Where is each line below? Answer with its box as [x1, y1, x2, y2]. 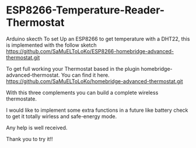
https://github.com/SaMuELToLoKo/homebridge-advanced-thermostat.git [6, 77, 183, 85]
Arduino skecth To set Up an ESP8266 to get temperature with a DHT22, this [6, 35, 190, 42]
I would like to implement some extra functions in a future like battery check [6, 106, 188, 113]
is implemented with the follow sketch [6, 42, 97, 49]
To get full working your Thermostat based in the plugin [6, 65, 140, 72]
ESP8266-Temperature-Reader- [6, 4, 165, 17]
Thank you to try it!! [6, 135, 53, 142]
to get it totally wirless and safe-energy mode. [6, 112, 117, 120]
